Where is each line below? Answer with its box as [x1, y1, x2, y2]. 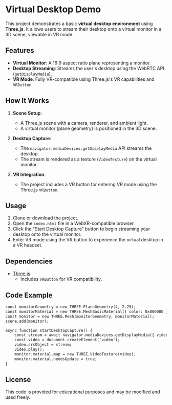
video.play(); [14, 347, 45, 352]
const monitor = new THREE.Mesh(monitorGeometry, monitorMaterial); [5, 313, 155, 319]
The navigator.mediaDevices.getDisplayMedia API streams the [20, 145, 152, 151]
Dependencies [5, 257, 53, 265]
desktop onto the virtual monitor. [12, 231, 82, 237]
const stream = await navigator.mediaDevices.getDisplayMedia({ [14, 332, 155, 338]
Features [5, 46, 34, 55]
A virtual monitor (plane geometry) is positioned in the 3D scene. [20, 125, 157, 131]
